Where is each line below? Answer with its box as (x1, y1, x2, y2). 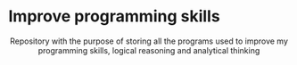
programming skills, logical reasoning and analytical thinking (37, 45, 260, 55)
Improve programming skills (8, 6, 220, 27)
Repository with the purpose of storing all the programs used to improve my (9, 36, 289, 46)
